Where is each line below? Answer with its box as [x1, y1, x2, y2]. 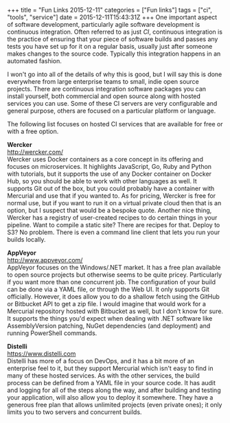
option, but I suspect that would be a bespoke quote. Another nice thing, [7, 206, 212, 214]
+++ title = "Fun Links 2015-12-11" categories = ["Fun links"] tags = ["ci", [7, 6, 213, 14]
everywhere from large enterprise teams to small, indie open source [7, 78, 199, 85]
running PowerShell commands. [7, 329, 97, 337]
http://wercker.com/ [7, 148, 64, 156]
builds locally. [7, 236, 46, 243]
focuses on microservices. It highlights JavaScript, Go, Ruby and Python [7, 163, 211, 170]
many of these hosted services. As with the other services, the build [7, 371, 200, 380]
